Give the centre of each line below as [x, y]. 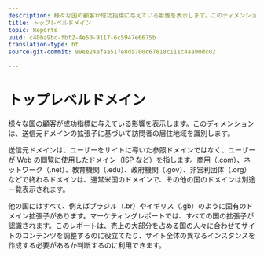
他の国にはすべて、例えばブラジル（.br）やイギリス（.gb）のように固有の [127, 206]
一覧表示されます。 [39, 189]
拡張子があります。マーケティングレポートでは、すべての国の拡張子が [141, 215]
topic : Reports [33, 30]
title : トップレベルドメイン [50, 23]
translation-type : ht [44, 45]
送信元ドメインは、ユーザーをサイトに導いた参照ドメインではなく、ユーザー [132, 149]
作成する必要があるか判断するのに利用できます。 [87, 245]
